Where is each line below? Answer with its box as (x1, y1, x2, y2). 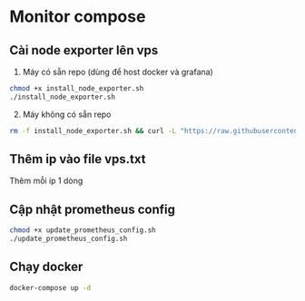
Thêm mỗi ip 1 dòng (9, 175, 84, 187)
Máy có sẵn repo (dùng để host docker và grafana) (22, 66, 213, 77)
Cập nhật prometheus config (9, 201, 175, 217)
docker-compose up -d (9, 283, 92, 292)
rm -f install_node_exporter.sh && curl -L (9, 126, 177, 135)
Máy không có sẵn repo (22, 109, 112, 120)
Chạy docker (9, 259, 84, 275)
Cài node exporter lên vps (9, 43, 159, 58)
